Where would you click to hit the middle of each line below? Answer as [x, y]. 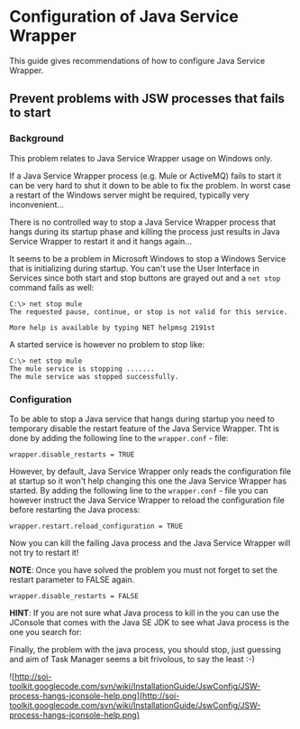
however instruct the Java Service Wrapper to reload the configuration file [147, 500]
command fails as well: [52, 287]
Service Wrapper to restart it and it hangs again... [100, 241]
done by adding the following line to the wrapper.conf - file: [119, 438]
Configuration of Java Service [124, 17]
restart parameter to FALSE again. [72, 579]
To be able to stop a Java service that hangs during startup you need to [142, 419]
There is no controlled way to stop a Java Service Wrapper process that [143, 222]
